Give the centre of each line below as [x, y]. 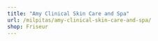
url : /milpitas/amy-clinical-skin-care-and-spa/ [79, 20]
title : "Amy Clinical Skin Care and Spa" [69, 14]
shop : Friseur [28, 26]
